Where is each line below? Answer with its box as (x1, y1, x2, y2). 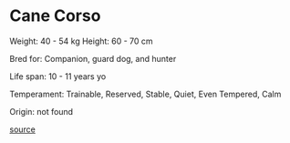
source (9, 124, 36, 135)
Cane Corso (9, 5, 101, 26)
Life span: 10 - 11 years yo (9, 70, 107, 82)
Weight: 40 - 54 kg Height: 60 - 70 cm (9, 36, 153, 46)
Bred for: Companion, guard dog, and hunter (9, 53, 177, 64)
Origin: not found (9, 106, 74, 117)
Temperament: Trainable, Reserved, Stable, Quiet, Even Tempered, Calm (9, 88, 282, 99)
